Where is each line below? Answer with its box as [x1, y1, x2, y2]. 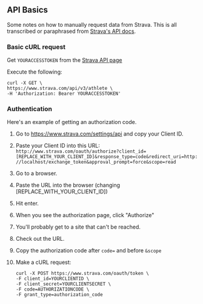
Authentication [7, 105, 52, 113]
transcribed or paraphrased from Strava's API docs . [7, 27, 136, 35]
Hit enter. [15, 200, 39, 207]
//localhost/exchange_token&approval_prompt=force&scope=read [15, 159, 176, 165]
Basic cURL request [7, 43, 66, 51]
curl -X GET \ [7, 80, 43, 86]
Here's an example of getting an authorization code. [7, 119, 137, 126]
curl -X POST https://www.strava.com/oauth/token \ [15, 271, 149, 277]
